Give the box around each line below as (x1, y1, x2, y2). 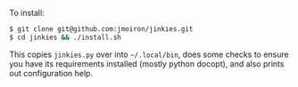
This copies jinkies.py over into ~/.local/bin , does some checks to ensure (9, 49, 289, 59)
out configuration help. (9, 67, 94, 78)
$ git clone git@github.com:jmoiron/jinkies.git (9, 25, 194, 34)
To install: (9, 8, 45, 18)
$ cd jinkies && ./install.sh (9, 33, 122, 42)
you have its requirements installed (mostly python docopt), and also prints (9, 58, 285, 69)
